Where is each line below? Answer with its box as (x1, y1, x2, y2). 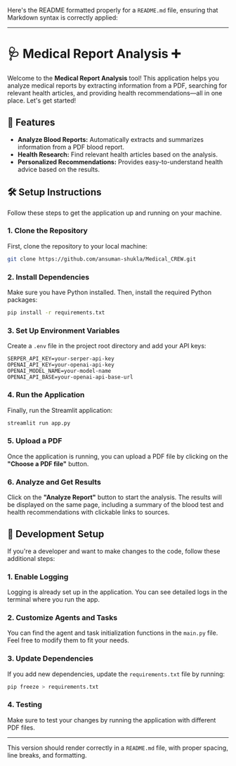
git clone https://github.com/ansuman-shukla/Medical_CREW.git (7, 256, 197, 263)
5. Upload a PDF (7, 436, 63, 446)
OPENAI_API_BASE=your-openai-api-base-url (7, 374, 133, 381)
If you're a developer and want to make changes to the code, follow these (7, 547, 221, 555)
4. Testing (7, 700, 42, 710)
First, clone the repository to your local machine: (7, 242, 147, 250)
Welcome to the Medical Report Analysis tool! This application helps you (7, 74, 220, 82)
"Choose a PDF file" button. (7, 459, 89, 468)
